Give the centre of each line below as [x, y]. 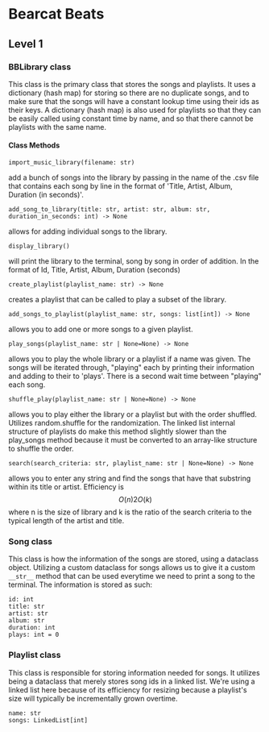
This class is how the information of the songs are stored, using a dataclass [134, 559]
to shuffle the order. [41, 449]
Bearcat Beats [56, 14]
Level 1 [26, 44]
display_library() [39, 247]
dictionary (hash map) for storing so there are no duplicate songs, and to [129, 93]
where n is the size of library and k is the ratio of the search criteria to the [130, 512]
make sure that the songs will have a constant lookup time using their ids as [134, 101]
